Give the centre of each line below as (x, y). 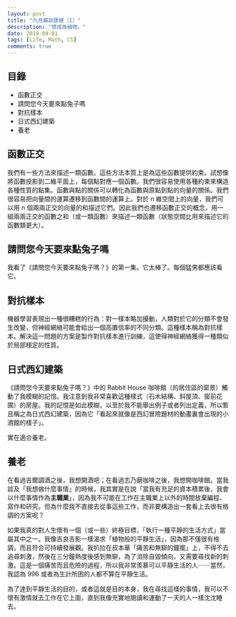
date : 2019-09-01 (33, 33)
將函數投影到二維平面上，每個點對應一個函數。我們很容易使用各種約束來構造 (118, 181)
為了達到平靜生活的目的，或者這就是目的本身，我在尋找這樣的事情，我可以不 (118, 589)
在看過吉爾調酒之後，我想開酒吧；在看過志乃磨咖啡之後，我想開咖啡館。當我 (118, 480)
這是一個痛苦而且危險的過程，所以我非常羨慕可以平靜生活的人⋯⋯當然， (124, 565)
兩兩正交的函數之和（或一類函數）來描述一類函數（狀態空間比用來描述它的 (121, 216)
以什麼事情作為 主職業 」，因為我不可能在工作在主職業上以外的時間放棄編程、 (117, 497)
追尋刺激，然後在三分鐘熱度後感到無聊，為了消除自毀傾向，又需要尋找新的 (115, 556)
